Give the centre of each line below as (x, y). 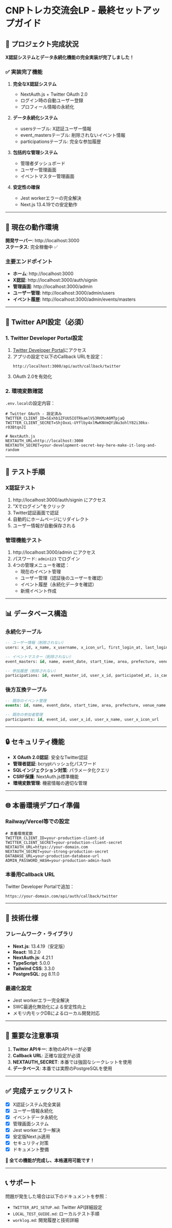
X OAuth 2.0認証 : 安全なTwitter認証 (50, 757)
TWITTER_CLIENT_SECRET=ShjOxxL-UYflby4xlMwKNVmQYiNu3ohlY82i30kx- (78, 423)
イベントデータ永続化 (35, 1117)
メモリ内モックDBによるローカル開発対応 (56, 1013)
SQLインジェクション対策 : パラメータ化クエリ (61, 770)
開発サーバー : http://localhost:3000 (42, 241)
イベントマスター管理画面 (47, 176)
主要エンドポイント (29, 262)
